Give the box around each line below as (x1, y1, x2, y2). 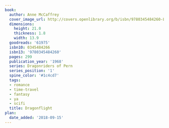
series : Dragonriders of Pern (9, 63, 73, 69)
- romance (9, 82, 30, 87)
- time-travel (9, 87, 39, 92)
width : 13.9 (14, 36, 39, 41)
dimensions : (9, 21, 35, 27)
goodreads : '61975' (9, 40, 50, 45)
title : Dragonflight (9, 106, 52, 111)
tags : (9, 78, 21, 83)
